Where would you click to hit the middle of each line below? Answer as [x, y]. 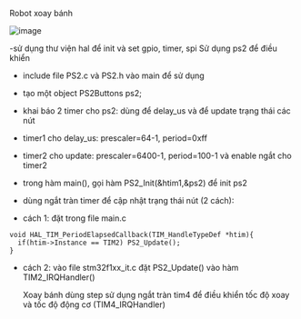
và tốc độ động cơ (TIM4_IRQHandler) [94, 304]
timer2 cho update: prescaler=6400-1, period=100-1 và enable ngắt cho [157, 155]
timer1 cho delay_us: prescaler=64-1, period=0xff [115, 138]
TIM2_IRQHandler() [59, 277]
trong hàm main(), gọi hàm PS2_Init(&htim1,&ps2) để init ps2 [135, 183]
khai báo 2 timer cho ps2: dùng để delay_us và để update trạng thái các [156, 111]
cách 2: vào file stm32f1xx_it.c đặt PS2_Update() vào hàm [130, 268]
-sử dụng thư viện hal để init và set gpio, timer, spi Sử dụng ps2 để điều [143, 48]
